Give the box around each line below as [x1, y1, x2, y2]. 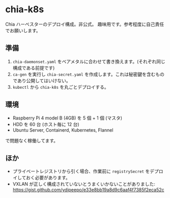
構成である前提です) [12, 65, 55, 71]
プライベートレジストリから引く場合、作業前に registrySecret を [12, 168, 150, 175]
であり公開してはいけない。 [12, 78, 71, 84]
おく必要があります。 [25, 175, 70, 181]
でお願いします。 [5, 27, 41, 34]
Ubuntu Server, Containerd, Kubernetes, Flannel [12, 127, 114, 133]
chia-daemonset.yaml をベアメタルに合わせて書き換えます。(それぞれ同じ [12, 58, 165, 64]
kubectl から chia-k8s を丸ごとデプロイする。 [12, 84, 109, 90]
